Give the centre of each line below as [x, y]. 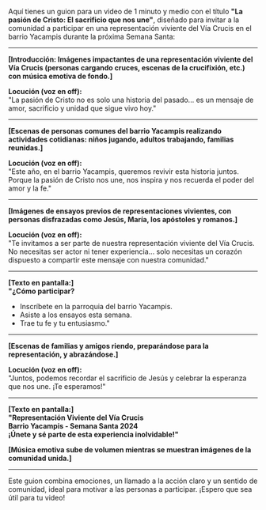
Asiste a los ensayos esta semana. [76, 315]
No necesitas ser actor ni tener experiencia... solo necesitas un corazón [125, 251]
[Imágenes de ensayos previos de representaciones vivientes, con [120, 211]
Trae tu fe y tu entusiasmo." [65, 323]
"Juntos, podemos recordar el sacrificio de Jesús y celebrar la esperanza [127, 378]
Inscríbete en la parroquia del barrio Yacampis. [96, 306]
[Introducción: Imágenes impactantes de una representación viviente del [131, 59]
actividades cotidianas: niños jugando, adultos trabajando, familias [121, 139]
